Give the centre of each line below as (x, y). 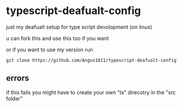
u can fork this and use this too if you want (58, 38)
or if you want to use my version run (50, 49)
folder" (15, 98)
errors (18, 78)
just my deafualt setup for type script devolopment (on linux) (79, 27)
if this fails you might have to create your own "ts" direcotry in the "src (91, 92)
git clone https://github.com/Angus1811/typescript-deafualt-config (91, 60)
